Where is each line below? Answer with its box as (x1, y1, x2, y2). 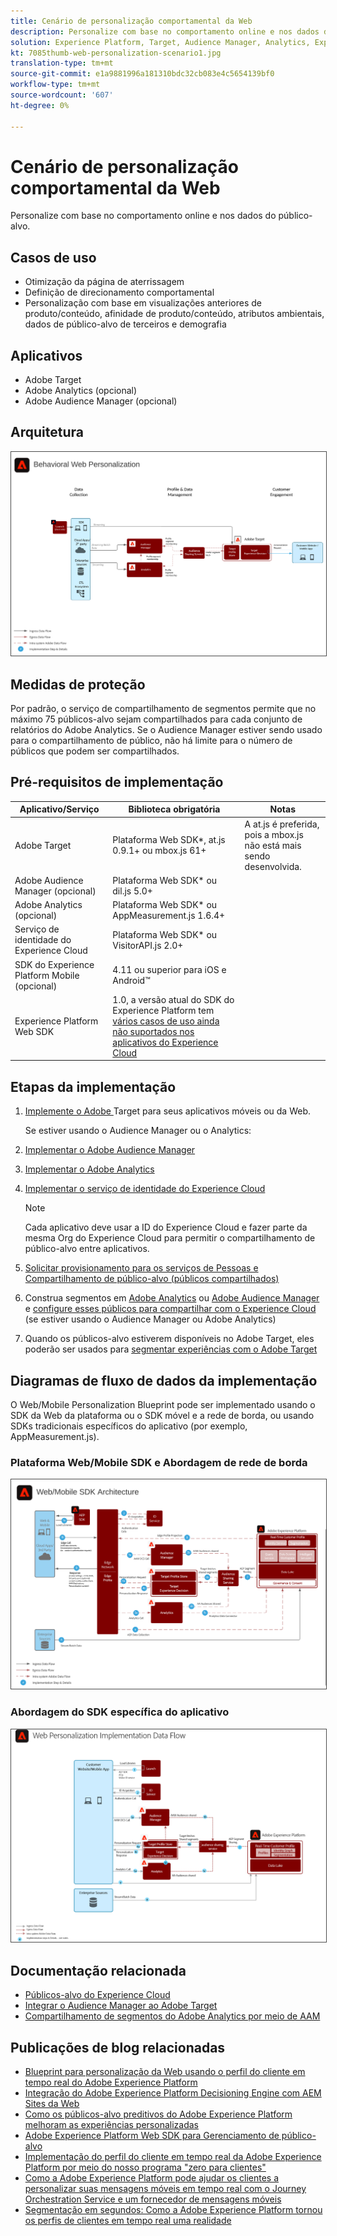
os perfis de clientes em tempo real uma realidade (24, 2214, 232, 2226)
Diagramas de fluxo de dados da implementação (10, 1372, 318, 1389)
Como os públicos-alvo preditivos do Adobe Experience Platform (24, 2108, 293, 2120)
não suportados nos (112, 1025, 195, 1037)
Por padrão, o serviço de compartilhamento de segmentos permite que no (10, 703, 317, 714)
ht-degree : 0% (10, 100, 70, 110)
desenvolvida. (244, 860, 302, 872)
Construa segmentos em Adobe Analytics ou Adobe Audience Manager (24, 1292, 320, 1304)
